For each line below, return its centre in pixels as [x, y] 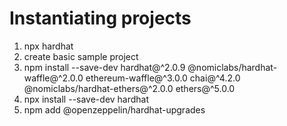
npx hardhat [48, 46]
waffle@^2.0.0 [53, 78]
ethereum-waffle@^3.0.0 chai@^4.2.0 [163, 78]
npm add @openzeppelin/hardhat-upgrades [114, 109]
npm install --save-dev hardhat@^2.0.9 [104, 67]
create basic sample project [81, 56]
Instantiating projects [100, 18]
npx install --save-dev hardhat [86, 99]
